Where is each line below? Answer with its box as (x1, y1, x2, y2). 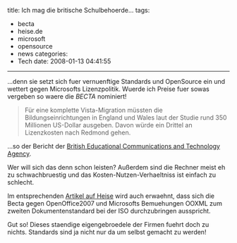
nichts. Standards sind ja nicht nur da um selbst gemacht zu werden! (7, 228, 207, 236)
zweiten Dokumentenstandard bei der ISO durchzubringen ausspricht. (7, 207, 211, 215)
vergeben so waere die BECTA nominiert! (7, 92, 127, 101)
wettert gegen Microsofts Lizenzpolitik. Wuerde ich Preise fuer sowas (7, 85, 210, 93)
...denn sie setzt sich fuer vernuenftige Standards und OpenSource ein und (7, 77, 226, 85)
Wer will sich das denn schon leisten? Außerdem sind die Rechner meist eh (7, 163, 226, 171)
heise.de (17, 27, 43, 35)
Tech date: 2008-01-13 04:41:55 (17, 57, 111, 66)
